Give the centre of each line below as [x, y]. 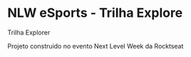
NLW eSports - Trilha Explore [95, 13]
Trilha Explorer [29, 32]
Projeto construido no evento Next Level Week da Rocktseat [95, 46]
